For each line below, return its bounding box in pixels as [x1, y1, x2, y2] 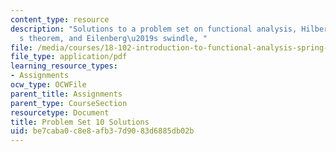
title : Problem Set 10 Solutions [10, 117, 150, 127]
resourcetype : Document [10, 107, 110, 118]
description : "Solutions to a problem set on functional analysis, [10, 24, 298, 34]
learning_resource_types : [10, 61, 118, 71]
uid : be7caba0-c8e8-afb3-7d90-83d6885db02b [10, 126, 195, 136]
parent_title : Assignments [10, 89, 123, 99]
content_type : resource [10, 14, 110, 25]
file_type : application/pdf [10, 52, 128, 62]
